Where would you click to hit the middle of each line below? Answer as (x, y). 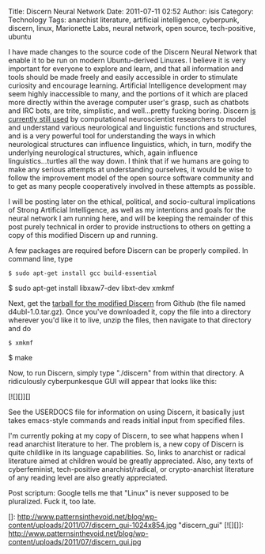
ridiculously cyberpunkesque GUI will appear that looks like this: (113, 381)
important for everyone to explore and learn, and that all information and (126, 69)
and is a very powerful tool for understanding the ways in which (112, 136)
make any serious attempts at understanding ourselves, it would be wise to (130, 170)
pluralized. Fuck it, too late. (52, 501)
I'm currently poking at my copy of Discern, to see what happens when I (126, 435)
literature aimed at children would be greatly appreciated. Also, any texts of (131, 461)
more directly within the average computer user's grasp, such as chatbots (129, 102)
